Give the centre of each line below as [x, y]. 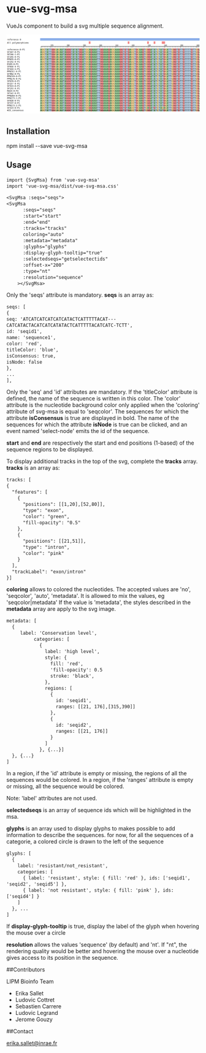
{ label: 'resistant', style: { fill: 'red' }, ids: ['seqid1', [106, 878]
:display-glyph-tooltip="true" [63, 253]
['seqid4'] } [23, 896]
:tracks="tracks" [45, 228]
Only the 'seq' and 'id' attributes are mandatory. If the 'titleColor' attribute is [102, 392]
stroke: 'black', [72, 676]
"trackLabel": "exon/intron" [49, 572]
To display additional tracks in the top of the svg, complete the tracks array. [102, 461]
